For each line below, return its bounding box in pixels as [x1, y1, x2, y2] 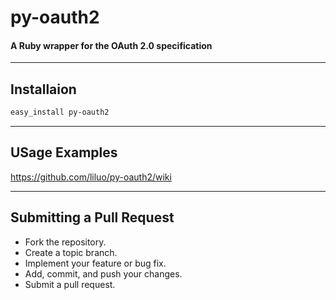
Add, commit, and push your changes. [24, 267, 183, 280]
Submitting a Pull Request [10, 209, 175, 226]
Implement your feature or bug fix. [24, 257, 167, 269]
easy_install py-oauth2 [10, 107, 110, 118]
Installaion [10, 81, 77, 98]
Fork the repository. [24, 236, 107, 248]
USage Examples [10, 144, 118, 161]
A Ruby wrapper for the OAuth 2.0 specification [10, 39, 213, 51]
